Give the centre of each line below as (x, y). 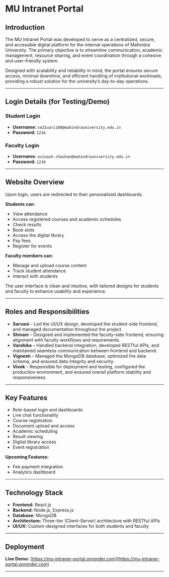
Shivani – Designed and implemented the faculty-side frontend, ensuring (88, 335)
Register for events (32, 246)
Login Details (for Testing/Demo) (57, 102)
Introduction (25, 27)
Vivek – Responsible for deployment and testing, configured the (79, 366)
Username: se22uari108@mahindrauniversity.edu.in (67, 127)
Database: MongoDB (34, 516)
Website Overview (35, 182)
